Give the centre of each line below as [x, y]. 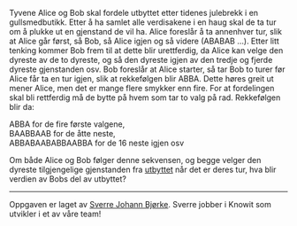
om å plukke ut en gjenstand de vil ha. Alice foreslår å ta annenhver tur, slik [146, 31]
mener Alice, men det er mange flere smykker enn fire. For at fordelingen [142, 88]
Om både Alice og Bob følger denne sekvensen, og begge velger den [135, 160]
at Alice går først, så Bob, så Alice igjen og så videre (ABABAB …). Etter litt [145, 41]
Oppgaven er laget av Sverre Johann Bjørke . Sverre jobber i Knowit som [140, 204]
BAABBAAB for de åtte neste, [63, 133]
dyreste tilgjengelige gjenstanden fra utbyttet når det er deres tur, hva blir [143, 169]
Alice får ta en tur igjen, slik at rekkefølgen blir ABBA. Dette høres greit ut [141, 78]
